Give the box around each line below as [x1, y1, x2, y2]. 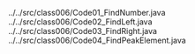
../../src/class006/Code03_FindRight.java [8, 26, 158, 36]
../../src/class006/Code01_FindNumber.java [8, 8, 166, 17]
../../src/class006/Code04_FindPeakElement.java [8, 35, 186, 45]
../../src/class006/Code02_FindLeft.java [8, 17, 153, 27]
